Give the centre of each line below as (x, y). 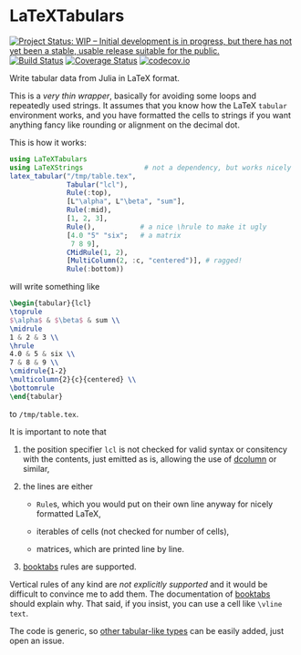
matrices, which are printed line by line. (110, 548)
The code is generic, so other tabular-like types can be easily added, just (147, 630)
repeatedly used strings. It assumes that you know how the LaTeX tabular (148, 105)
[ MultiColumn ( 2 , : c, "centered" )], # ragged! (155, 261)
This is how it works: (48, 142)
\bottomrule (32, 388)
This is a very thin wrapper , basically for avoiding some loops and (133, 96)
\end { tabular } (36, 396)
